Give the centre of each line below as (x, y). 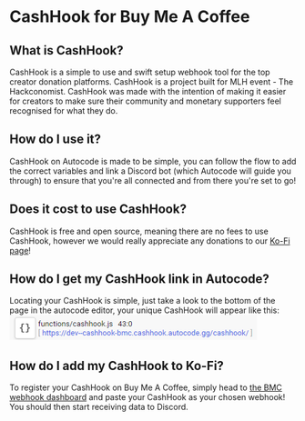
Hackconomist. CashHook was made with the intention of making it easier (148, 91)
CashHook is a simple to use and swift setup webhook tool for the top (140, 72)
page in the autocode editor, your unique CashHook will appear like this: (144, 310)
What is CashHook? (67, 50)
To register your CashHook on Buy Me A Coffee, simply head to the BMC (146, 387)
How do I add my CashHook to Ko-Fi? (117, 366)
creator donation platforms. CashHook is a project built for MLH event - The (152, 82)
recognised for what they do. (64, 110)
